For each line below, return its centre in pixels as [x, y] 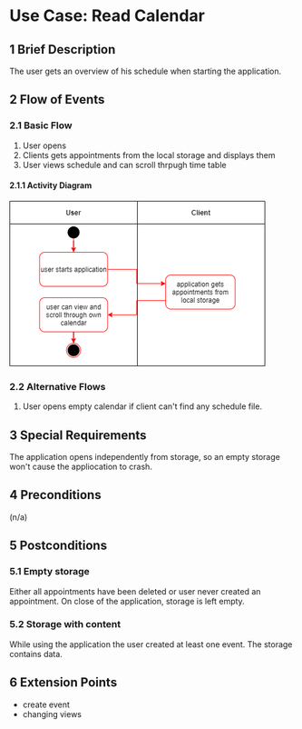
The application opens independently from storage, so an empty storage [145, 457]
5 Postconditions [58, 546]
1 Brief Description [63, 50]
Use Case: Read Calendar [107, 16]
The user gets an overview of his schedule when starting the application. [146, 71]
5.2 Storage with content [65, 624]
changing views [52, 714]
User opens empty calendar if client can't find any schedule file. [142, 406]
